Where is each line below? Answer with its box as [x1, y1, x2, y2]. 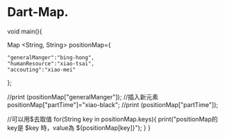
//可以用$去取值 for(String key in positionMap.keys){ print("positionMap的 [7, 115, 218, 123]
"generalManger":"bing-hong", [7, 54, 95, 61]
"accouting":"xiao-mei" [7, 66, 76, 73]
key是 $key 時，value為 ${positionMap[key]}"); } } [7, 123, 151, 132]
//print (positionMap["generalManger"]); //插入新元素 [7, 92, 158, 101]
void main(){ [7, 27, 42, 35]
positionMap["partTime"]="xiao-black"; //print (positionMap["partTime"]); [7, 100, 219, 108]
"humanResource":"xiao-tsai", [7, 60, 95, 67]
